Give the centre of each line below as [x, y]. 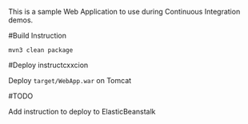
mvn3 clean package [41, 50]
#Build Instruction [37, 36]
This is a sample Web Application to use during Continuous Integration [124, 12]
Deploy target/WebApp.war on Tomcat [70, 80]
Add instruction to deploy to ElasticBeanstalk [82, 112]
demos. [21, 20]
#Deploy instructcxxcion [48, 65]
